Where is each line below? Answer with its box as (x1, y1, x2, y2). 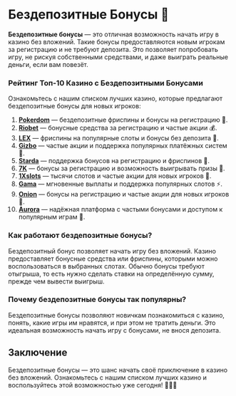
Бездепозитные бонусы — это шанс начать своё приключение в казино (8, 365, 227, 374)
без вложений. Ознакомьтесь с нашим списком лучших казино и (8, 373, 207, 382)
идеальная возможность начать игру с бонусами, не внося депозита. (8, 325, 221, 334)
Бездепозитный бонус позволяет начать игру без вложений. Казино (8, 246, 217, 255)
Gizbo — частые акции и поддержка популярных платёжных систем (18, 142, 227, 150)
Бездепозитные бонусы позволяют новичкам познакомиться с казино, (8, 311, 225, 319)
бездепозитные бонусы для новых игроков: (8, 102, 141, 110)
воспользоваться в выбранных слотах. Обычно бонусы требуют (8, 261, 205, 270)
